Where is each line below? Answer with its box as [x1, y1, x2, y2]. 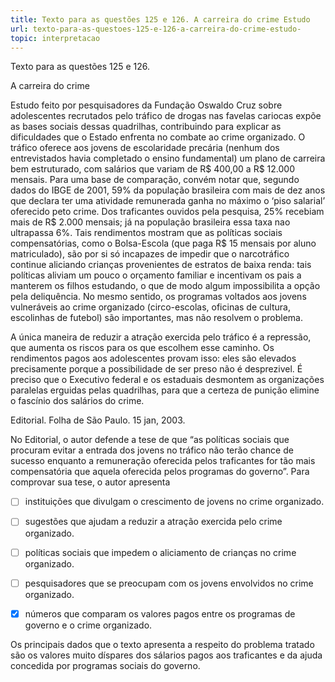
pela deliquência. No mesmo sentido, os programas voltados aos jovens [10, 291, 307, 303]
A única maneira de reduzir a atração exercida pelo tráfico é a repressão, [10, 331, 312, 343]
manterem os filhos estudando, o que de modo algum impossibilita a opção [10, 280, 321, 292]
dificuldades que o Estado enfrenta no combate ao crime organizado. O [10, 131, 306, 143]
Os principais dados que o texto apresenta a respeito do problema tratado [10, 638, 315, 650]
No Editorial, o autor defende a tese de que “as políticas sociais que [10, 434, 290, 446]
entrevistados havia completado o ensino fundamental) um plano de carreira [10, 152, 326, 165]
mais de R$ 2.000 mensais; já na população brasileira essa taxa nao [10, 216, 291, 228]
